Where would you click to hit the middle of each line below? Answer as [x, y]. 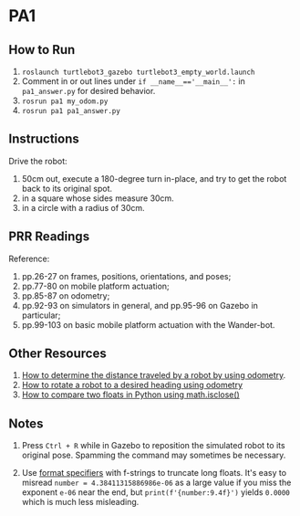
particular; [41, 315]
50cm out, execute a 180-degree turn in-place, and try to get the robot [154, 178]
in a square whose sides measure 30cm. [98, 198]
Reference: [29, 258]
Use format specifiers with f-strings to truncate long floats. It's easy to [154, 473]
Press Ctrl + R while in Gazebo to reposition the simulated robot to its [153, 446]
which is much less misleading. [80, 502]
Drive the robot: [38, 161]
